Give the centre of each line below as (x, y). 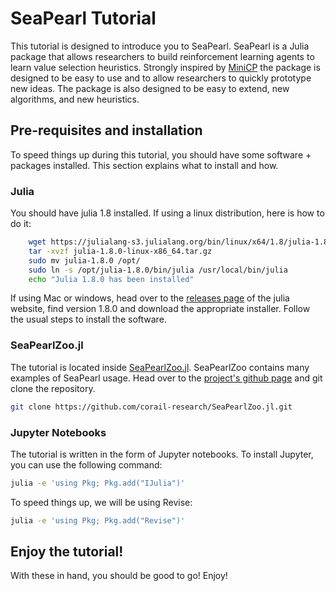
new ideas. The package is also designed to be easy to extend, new (150, 88)
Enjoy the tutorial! (67, 552)
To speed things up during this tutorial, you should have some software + (161, 154)
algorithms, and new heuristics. (75, 99)
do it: (21, 224)
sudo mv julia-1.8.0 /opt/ (84, 260)
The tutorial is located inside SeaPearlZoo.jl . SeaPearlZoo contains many (160, 367)
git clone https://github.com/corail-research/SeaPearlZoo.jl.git (151, 407)
